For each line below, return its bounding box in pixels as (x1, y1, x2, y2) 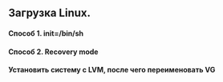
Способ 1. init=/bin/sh (8, 28, 84, 38)
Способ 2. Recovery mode (8, 47, 99, 57)
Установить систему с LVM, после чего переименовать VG (8, 65, 216, 75)
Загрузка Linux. (8, 6, 91, 20)
